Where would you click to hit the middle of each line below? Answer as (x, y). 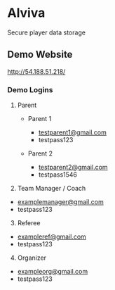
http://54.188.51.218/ (36, 71)
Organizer (32, 258)
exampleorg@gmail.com (53, 272)
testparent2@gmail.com (73, 168)
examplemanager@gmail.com (60, 202)
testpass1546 (58, 175)
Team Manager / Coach (52, 189)
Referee (29, 223)
